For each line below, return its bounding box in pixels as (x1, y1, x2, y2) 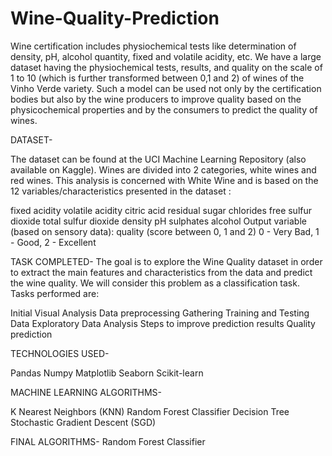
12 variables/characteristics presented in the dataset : (10, 185, 232, 197)
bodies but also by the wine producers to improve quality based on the (10, 93, 302, 105)
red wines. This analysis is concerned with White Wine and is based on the (10, 174, 319, 186)
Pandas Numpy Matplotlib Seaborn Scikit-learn (10, 367, 204, 379)
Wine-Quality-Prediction (10, 7, 220, 30)
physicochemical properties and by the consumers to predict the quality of (10, 103, 318, 116)
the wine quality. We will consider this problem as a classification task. (10, 277, 300, 289)
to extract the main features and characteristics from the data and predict (10, 266, 313, 278)
